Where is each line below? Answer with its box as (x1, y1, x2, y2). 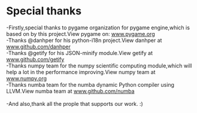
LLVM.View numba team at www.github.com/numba (6, 87, 135, 94)
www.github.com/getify (6, 56, 65, 63)
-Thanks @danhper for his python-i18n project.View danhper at (6, 36, 162, 44)
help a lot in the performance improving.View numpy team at (6, 68, 156, 75)
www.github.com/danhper (6, 43, 71, 50)
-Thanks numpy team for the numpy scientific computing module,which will (6, 62, 192, 69)
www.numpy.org (6, 75, 47, 82)
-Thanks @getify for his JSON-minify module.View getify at (6, 49, 153, 56)
